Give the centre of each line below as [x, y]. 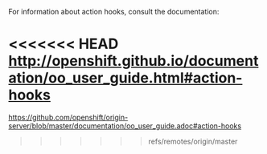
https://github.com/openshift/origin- [68, 117]
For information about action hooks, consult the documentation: [114, 12]
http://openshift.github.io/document [133, 61]
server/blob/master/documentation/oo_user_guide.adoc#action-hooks [125, 126]
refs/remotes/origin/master [193, 141]
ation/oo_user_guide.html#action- [125, 78]
